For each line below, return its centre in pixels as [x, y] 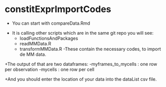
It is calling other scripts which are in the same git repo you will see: [83, 33]
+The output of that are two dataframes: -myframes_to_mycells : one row [81, 64]
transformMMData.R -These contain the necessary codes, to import [90, 49]
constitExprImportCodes [58, 9]
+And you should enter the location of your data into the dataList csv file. [81, 79]
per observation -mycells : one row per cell [50, 69]
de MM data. [33, 54]
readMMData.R [35, 43]
